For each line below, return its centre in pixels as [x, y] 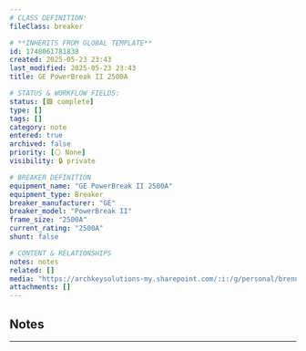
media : [22, 279]
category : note [38, 127]
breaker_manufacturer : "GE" [63, 203]
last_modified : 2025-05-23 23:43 [73, 68]
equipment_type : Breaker [56, 194]
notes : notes [34, 262]
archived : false [40, 144]
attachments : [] [40, 287]
